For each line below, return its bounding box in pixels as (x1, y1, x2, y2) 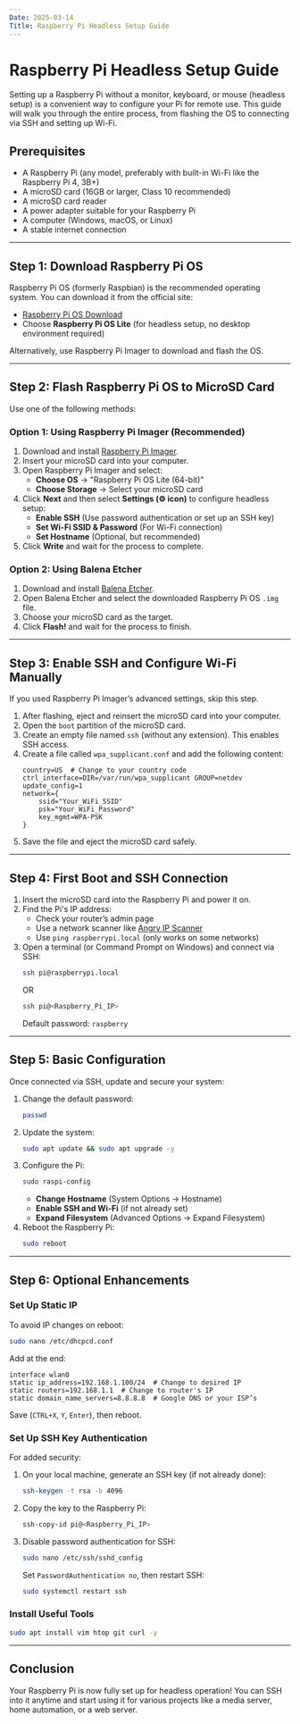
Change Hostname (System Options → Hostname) (35, 1193, 222, 1204)
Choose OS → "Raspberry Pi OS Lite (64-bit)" (35, 474, 204, 485)
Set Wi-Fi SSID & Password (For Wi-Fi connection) (35, 522, 223, 532)
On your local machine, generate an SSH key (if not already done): (21, 1469, 266, 1480)
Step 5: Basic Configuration (9, 1052, 166, 1067)
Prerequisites (9, 144, 86, 159)
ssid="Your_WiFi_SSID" (38, 797, 123, 807)
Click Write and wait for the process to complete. (21, 541, 204, 552)
